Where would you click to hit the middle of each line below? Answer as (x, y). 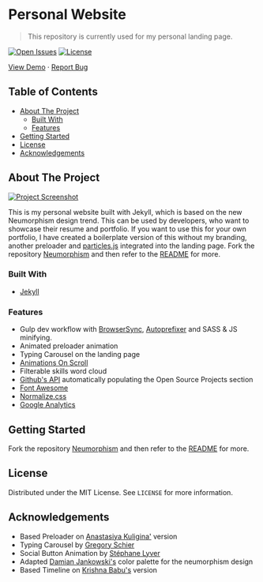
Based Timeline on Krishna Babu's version (88, 569)
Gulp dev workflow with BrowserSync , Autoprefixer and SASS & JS (128, 329)
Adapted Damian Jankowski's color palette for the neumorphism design (136, 561)
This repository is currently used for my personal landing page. (130, 36)
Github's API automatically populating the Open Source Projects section (136, 380)
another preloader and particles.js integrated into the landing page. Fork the (131, 246)
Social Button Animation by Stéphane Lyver (90, 553)
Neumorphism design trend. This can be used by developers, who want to (129, 220)
